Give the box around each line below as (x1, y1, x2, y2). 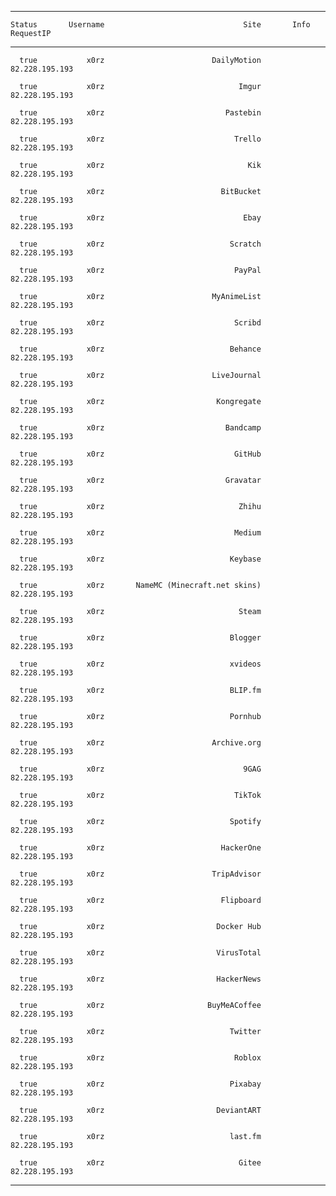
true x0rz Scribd (19, 318, 262, 328)
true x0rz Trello (19, 134, 262, 144)
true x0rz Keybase (19, 554, 262, 564)
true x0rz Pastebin (19, 108, 262, 118)
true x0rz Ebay (19, 213, 262, 223)
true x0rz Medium (19, 528, 262, 538)
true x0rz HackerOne (19, 843, 262, 853)
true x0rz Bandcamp (19, 423, 262, 433)
